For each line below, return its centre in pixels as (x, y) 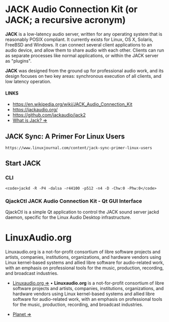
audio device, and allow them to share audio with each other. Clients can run (85, 50)
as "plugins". (18, 61)
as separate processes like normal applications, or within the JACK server (82, 55)
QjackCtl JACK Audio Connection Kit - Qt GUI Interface (74, 201)
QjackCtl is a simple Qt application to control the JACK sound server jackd (82, 212)
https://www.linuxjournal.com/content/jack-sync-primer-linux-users (79, 148)
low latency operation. (28, 81)
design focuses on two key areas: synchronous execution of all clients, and (83, 76)
